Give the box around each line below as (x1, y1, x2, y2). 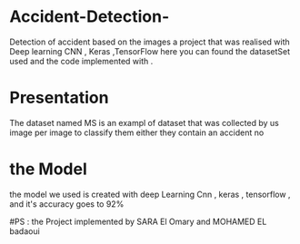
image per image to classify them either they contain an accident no (9, 127, 265, 138)
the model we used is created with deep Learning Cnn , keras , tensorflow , (9, 189, 291, 200)
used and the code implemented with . (9, 55, 154, 66)
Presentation (9, 88, 109, 108)
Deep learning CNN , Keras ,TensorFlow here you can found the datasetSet (9, 45, 291, 56)
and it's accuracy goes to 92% (9, 198, 125, 210)
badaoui (9, 225, 41, 237)
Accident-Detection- (9, 6, 170, 27)
